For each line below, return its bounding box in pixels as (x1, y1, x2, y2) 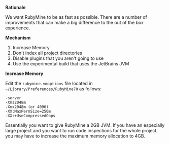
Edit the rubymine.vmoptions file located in (5, 81, 93, 86)
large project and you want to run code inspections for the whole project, (5, 128, 158, 133)
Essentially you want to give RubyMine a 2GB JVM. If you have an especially (5, 122, 165, 128)
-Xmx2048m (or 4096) (5, 104, 49, 110)
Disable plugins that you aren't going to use (12, 55, 104, 61)
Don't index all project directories (12, 50, 82, 56)
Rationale (5, 5, 26, 10)
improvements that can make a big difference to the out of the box (5, 20, 144, 25)
